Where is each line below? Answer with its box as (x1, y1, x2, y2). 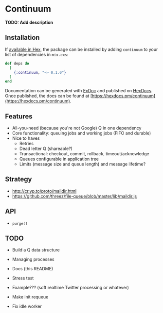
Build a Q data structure (12, 247, 60, 253)
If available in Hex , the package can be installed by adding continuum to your (5, 46, 158, 52)
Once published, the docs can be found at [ (5, 93, 92, 99)
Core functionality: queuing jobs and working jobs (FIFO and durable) (12, 130, 151, 136)
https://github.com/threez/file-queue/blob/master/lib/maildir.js (12, 193, 137, 199)
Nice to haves (12, 135, 40, 141)
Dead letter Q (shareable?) (19, 146, 73, 151)
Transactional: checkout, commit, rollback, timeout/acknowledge (19, 150, 149, 156)
